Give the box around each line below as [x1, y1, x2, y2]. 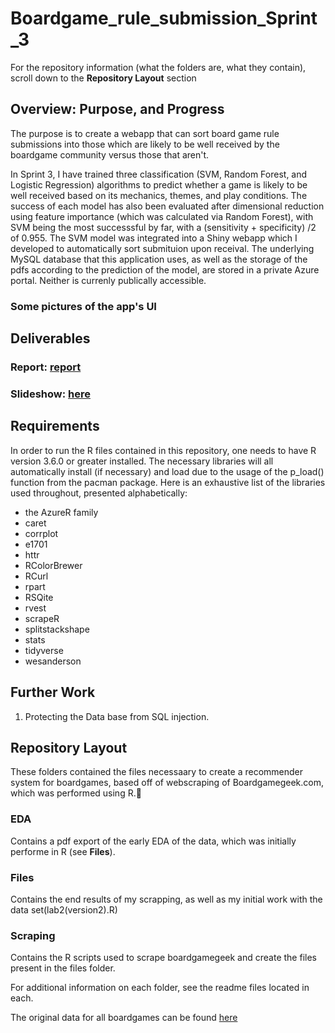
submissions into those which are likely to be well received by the [10, 138, 280, 150]
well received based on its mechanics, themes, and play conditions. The [10, 189, 308, 201]
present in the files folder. [10, 962, 116, 974]
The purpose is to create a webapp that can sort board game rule [10, 127, 280, 139]
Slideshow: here [10, 387, 91, 401]
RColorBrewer [24, 559, 83, 571]
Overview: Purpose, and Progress [10, 101, 225, 118]
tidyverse [24, 644, 64, 656]
